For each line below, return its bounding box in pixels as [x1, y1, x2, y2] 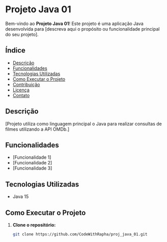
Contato [12, 92, 30, 98]
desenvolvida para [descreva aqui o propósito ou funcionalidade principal [5, 26, 160, 32]
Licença [12, 87, 30, 93]
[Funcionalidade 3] [12, 165, 52, 172]
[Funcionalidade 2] [12, 160, 52, 166]
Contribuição [12, 81, 40, 87]
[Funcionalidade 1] [12, 154, 51, 160]
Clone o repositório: [12, 222, 56, 228]
